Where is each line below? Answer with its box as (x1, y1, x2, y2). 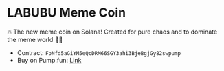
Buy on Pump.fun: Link (16, 56, 82, 64)
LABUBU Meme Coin (7, 5, 126, 21)
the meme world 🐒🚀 (7, 35, 63, 43)
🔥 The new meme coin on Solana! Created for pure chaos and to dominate (7, 28, 218, 36)
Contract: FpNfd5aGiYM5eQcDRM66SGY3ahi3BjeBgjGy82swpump (16, 48, 181, 57)
